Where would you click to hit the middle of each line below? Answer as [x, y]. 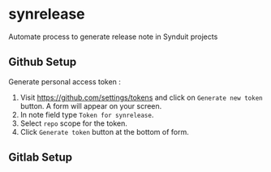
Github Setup [43, 62]
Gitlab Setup [41, 158]
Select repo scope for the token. [74, 123]
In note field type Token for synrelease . [87, 114]
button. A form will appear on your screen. [91, 105]
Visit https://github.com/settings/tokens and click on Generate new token [141, 97]
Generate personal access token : [65, 81]
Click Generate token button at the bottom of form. [104, 131]
